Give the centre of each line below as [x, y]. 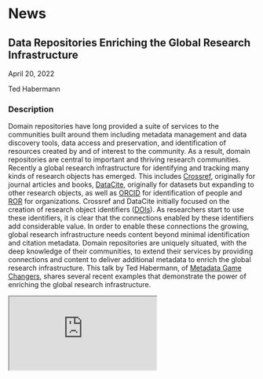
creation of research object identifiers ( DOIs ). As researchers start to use [126, 210]
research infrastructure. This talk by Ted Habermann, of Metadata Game [125, 268]
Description [31, 109]
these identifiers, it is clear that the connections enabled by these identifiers [131, 218]
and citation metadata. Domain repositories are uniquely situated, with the [128, 243]
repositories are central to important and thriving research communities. [124, 160]
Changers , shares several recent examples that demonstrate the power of [128, 276]
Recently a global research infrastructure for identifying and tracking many [129, 168]
